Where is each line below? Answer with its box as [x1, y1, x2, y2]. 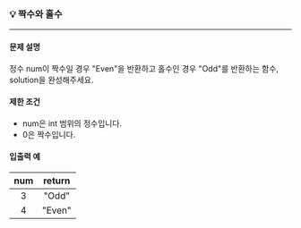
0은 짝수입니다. [21, 129, 76, 139]
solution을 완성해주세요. [9, 74, 94, 85]
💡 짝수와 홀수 [9, 7, 63, 20]
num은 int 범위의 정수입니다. [21, 118, 123, 129]
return [43, 174, 71, 187]
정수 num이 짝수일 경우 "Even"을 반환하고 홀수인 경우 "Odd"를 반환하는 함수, [9, 63, 279, 73]
